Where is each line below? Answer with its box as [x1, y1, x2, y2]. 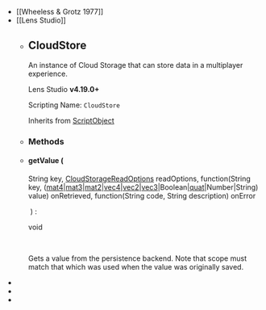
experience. [27, 69, 69, 78]
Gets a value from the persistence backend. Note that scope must [27, 253, 247, 263]
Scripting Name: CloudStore [27, 100, 121, 110]
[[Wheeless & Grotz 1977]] [15, 7, 104, 16]
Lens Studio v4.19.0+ [27, 84, 100, 94]
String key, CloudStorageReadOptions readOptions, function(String [27, 174, 251, 183]
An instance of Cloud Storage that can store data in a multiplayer [27, 60, 243, 69]
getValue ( [27, 156, 64, 165]
